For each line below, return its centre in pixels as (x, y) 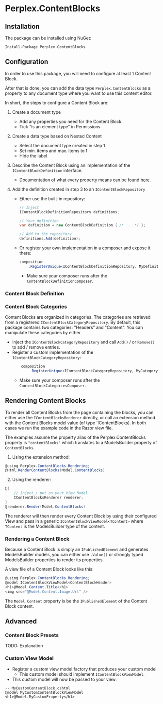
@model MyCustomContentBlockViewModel (44, 692)
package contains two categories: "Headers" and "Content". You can (74, 327)
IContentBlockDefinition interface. (47, 170)
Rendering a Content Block (37, 539)
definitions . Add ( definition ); (50, 239)
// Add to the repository (45, 234)
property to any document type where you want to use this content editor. (79, 93)
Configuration (27, 62)
